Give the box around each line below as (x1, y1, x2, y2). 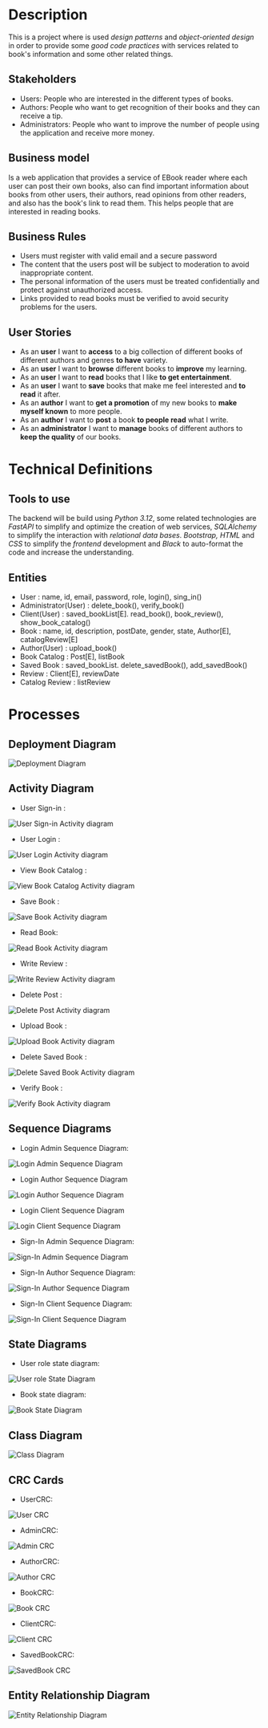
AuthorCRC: (19, 1557, 60, 1567)
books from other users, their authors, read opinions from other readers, (8, 189, 246, 199)
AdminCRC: (19, 1526, 58, 1535)
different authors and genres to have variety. (19, 356, 168, 365)
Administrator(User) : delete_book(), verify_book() (19, 600, 185, 610)
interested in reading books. (8, 206, 101, 216)
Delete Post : (19, 990, 62, 999)
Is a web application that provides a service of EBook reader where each (8, 173, 248, 182)
